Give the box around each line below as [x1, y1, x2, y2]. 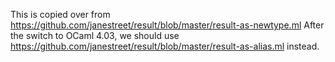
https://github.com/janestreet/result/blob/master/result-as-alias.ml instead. [10, 40, 320, 52]
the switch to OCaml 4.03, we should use [10, 30, 180, 41]
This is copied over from [10, 9, 111, 20]
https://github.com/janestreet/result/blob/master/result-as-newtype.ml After [10, 19, 325, 31]
